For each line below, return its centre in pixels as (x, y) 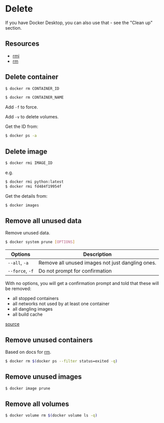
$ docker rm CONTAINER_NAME (35, 98)
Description (97, 254)
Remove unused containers (49, 340)
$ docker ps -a (21, 136)
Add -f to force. (22, 107)
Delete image (26, 151)
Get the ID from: (22, 126)
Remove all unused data (43, 221)
